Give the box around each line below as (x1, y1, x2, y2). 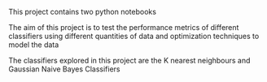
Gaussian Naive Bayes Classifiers (8, 64, 120, 74)
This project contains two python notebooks (8, 7, 157, 16)
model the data (8, 40, 59, 50)
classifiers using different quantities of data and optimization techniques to (8, 32, 260, 41)
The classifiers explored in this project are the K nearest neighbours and (8, 56, 251, 65)
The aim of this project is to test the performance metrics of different (8, 23, 239, 32)
